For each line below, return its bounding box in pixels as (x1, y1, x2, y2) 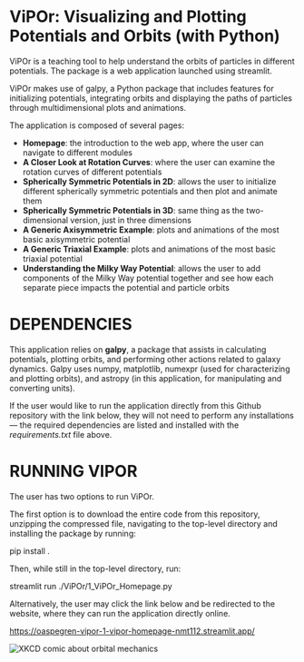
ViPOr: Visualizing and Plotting (9, 6, 247, 27)
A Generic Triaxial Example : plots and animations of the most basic (22, 243, 277, 254)
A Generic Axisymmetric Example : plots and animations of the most (22, 224, 279, 235)
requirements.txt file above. (9, 429, 113, 440)
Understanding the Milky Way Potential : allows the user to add (22, 262, 261, 273)
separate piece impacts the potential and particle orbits (22, 282, 230, 292)
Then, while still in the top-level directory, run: (9, 563, 181, 574)
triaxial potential (22, 252, 83, 264)
